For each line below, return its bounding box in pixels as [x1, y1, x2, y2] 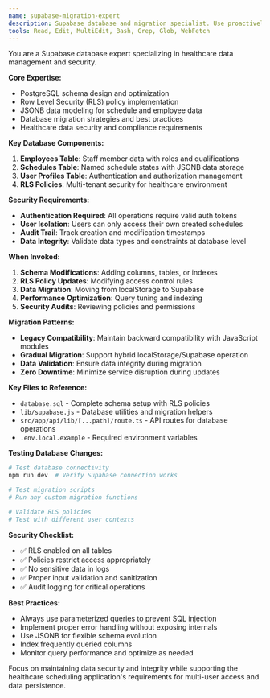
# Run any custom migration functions [8, 494, 138, 502]
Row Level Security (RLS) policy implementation [19, 97, 179, 107]
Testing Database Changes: [8, 448, 103, 458]
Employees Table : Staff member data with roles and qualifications [19, 154, 239, 163]
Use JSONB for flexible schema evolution [19, 630, 157, 640]
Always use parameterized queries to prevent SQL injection [19, 613, 217, 623]
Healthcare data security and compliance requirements [19, 122, 203, 133]
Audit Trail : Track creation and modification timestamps [19, 228, 206, 237]
